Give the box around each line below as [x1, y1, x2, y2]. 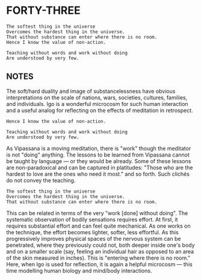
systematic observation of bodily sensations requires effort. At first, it [6, 216, 178, 223]
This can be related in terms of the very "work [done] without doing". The [6, 209, 188, 217]
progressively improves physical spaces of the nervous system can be [6, 235, 181, 242]
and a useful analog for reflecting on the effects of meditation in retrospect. [6, 107, 194, 114]
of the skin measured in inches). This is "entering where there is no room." [6, 254, 191, 261]
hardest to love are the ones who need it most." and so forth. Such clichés [6, 170, 190, 178]
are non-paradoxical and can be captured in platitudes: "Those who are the [6, 164, 193, 171]
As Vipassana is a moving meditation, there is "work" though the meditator [6, 145, 191, 152]
